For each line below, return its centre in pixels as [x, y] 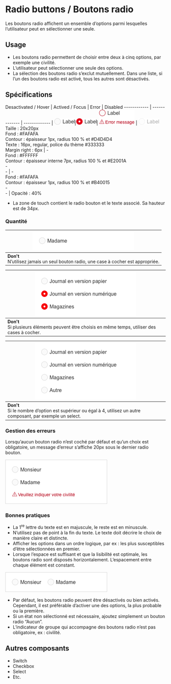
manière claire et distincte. [40, 538]
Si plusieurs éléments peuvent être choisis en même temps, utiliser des [82, 327]
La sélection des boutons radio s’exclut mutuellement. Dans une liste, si [88, 73]
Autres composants [37, 649]
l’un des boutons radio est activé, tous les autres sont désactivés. [81, 79]
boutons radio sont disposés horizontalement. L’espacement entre [82, 559]
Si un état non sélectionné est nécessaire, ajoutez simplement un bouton [89, 616]
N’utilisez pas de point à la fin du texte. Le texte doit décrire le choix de [87, 532]
